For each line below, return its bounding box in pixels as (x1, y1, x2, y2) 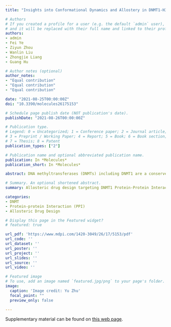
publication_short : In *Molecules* (5, 162, 81, 167)
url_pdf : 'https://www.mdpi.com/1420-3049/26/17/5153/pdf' (5, 232, 133, 237)
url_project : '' (5, 251, 40, 256)
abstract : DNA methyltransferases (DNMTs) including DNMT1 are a (5, 171, 147, 176)
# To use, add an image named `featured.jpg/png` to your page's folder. (5, 279, 165, 284)
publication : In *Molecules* (5, 157, 67, 162)
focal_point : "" (10, 293, 44, 298)
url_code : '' (5, 236, 33, 242)
